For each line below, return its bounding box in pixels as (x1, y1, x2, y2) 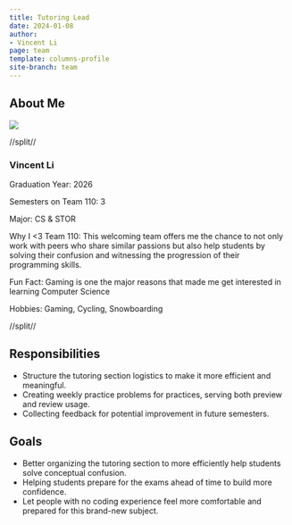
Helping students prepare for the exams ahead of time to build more (21, 477, 272, 487)
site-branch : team (9, 63, 78, 72)
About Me (9, 96, 65, 112)
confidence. (21, 486, 67, 496)
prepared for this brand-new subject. (21, 505, 159, 516)
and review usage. (21, 398, 91, 409)
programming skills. (9, 259, 82, 270)
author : (9, 29, 38, 38)
